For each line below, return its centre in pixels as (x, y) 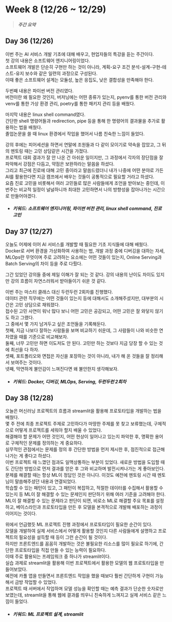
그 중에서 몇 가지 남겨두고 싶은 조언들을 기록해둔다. (56, 324)
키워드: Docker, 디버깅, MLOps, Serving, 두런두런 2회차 (69, 381)
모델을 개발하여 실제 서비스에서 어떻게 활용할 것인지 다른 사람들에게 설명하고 (81, 531)
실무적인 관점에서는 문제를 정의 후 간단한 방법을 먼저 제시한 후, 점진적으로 (78, 450)
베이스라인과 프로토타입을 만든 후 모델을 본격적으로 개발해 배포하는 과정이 (89, 507)
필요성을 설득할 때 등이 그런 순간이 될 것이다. (63, 537)
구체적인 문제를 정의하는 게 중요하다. (47, 443)
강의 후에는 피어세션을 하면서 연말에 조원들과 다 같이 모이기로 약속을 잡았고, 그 (83, 144)
